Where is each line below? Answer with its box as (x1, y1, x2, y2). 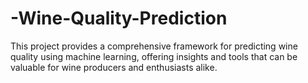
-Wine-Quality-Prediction (10, 7, 228, 30)
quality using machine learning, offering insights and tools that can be (10, 50, 298, 62)
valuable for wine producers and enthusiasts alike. (10, 61, 218, 73)
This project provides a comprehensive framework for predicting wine (10, 40, 298, 52)
